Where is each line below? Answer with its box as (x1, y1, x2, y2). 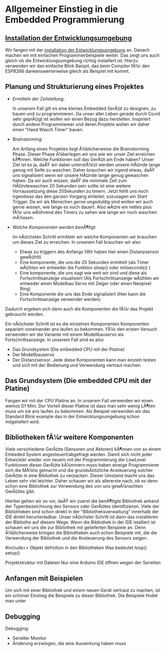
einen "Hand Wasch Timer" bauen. (12, 126, 84, 132)
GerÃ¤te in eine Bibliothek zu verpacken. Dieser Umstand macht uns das (5, 472, 155, 478)
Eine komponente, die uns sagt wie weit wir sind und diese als (19, 270, 147, 276)
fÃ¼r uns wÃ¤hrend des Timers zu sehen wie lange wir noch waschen (12, 209, 158, 215)
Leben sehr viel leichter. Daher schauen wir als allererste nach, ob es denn (5, 478, 158, 484)
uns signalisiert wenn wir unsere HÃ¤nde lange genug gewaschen (12, 172, 149, 178)
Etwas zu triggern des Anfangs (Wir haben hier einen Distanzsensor (19, 249, 159, 255)
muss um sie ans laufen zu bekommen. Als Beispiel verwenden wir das (5, 408, 150, 414)
